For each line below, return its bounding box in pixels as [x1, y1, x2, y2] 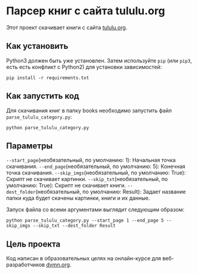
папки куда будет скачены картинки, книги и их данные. [6, 195, 150, 202]
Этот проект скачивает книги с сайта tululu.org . [6, 24, 128, 31]
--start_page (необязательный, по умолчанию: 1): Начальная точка [6, 157, 176, 164]
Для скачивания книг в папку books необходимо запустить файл [6, 107, 172, 114]
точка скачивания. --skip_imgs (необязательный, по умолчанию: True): [6, 169, 186, 176]
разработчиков [6, 261, 45, 269]
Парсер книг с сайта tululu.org [6, 4, 165, 18]
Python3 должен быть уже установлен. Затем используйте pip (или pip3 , [6, 57, 192, 64]
